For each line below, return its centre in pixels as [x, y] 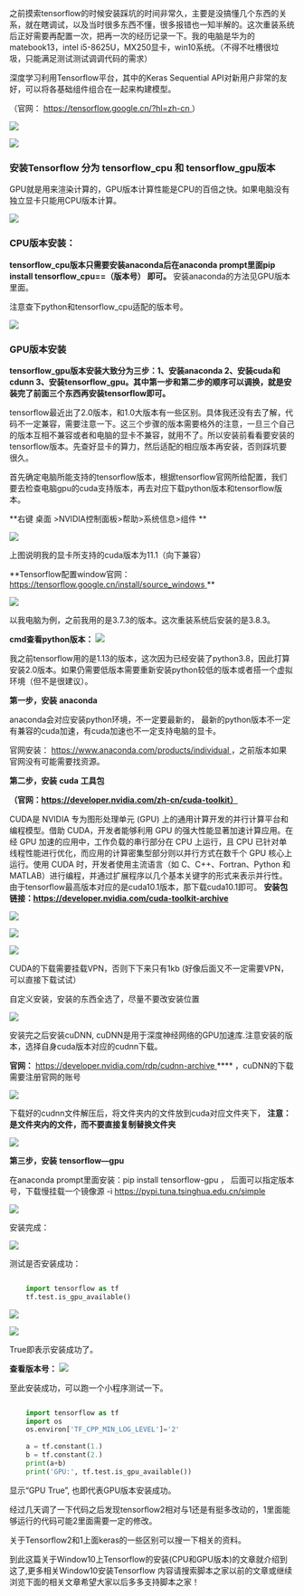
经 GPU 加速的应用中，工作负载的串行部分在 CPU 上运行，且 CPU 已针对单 [148, 841]
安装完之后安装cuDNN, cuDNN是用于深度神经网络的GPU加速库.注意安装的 [147, 1035]
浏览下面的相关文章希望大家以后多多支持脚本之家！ [104, 1582]
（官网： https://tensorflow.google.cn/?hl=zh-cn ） [105, 108]
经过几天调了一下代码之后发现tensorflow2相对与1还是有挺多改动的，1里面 [146, 1509]
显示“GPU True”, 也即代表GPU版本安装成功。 [93, 1490]
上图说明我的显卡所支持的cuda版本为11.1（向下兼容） [108, 555]
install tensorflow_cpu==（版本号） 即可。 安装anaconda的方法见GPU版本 [150, 276]
